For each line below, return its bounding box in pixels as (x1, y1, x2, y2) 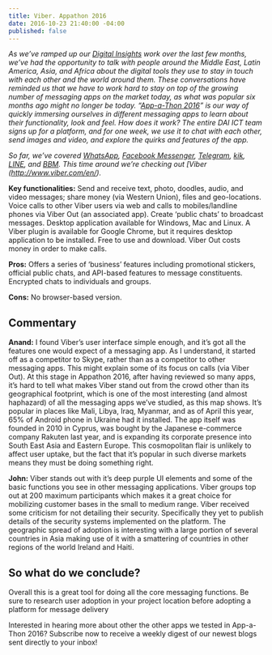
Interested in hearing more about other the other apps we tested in (8, 620, 231, 630)
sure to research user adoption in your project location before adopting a (8, 596, 252, 606)
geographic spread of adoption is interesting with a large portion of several (8, 525, 259, 535)
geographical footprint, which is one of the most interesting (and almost (8, 389, 248, 399)
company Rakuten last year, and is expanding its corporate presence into (8, 432, 253, 442)
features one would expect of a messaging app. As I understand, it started (8, 346, 257, 356)
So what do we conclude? (8, 566, 141, 580)
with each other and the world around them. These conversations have (8, 74, 247, 85)
